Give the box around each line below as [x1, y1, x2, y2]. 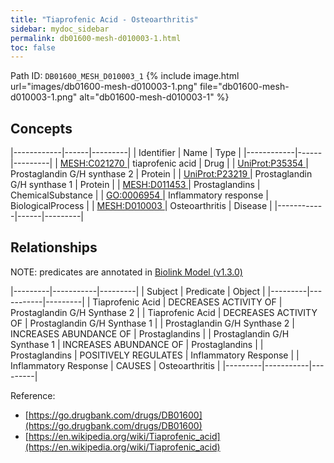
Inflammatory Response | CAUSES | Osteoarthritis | [10, 359, 221, 371]
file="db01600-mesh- [199, 81, 290, 93]
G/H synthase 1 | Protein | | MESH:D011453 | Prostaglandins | [10, 179, 261, 191]
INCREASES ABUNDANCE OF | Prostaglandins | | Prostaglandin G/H [10, 327, 290, 340]
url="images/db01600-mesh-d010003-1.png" [10, 81, 198, 93]
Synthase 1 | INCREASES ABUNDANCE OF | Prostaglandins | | [10, 338, 264, 350]
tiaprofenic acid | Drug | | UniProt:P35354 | [132, 157, 309, 170]
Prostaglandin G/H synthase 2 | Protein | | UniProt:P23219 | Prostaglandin [10, 168, 313, 180]
